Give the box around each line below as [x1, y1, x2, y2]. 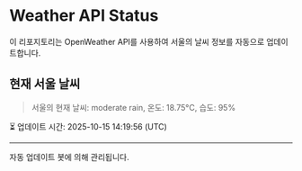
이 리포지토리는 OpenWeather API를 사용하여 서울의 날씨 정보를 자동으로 [9, 36, 265, 47]
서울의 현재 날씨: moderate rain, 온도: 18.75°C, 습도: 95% [31, 102, 236, 112]
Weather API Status [9, 5, 159, 26]
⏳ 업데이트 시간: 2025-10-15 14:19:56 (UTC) [9, 121, 168, 131]
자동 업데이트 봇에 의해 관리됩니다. [9, 151, 129, 162]
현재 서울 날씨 [9, 76, 81, 92]
